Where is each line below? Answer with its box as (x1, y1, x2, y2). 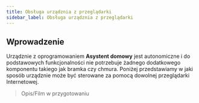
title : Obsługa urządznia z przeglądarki (6, 8, 112, 15)
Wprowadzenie (6, 37, 65, 47)
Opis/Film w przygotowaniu (21, 90, 89, 97)
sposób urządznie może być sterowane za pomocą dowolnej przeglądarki (6, 72, 190, 79)
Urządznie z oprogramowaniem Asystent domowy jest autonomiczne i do (6, 52, 191, 60)
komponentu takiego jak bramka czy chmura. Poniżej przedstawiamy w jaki (6, 66, 193, 73)
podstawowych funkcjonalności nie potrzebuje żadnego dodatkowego (6, 59, 181, 66)
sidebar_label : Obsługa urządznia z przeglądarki (6, 14, 134, 20)
